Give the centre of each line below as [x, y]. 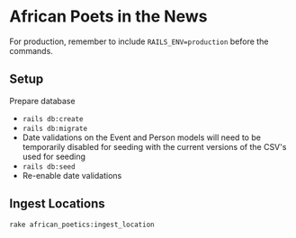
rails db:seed [49, 167]
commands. [31, 50]
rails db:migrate [55, 128]
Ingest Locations [57, 204]
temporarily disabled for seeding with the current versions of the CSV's [154, 146]
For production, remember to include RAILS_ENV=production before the [139, 41]
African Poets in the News [108, 17]
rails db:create [53, 119]
